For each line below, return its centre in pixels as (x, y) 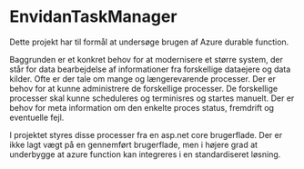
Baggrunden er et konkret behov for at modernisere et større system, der (147, 59)
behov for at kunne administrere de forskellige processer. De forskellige (144, 88)
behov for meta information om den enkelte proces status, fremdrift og (142, 107)
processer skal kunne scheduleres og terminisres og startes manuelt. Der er (152, 98)
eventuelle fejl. (37, 117)
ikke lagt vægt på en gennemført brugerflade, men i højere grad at (133, 144)
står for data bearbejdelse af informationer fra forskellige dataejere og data (150, 69)
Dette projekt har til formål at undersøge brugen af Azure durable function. (149, 42)
